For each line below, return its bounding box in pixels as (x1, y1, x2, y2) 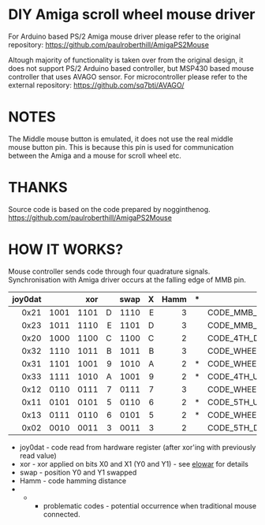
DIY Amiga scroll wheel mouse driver (8, 6, 256, 24)
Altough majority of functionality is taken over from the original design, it (8, 55, 244, 65)
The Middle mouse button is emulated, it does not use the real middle (8, 134, 233, 143)
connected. (43, 509, 80, 519)
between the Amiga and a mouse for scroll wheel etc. (8, 151, 181, 160)
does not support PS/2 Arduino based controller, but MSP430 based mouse (8, 63, 254, 73)
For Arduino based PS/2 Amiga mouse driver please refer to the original (8, 32, 241, 41)
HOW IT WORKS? (8, 240, 124, 258)
